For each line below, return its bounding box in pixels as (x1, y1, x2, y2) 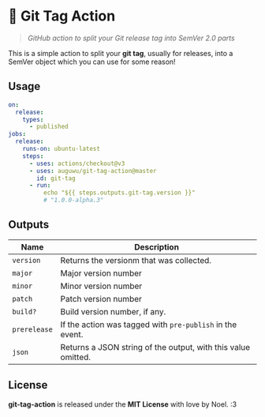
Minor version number (60, 280, 143, 291)
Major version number (60, 268, 142, 279)
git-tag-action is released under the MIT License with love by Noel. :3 (8, 399, 237, 409)
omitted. (60, 351, 91, 363)
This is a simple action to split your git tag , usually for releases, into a (8, 48, 233, 58)
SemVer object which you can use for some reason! (8, 57, 176, 66)
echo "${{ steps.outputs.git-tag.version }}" (43, 189, 196, 197)
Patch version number (60, 293, 142, 304)
